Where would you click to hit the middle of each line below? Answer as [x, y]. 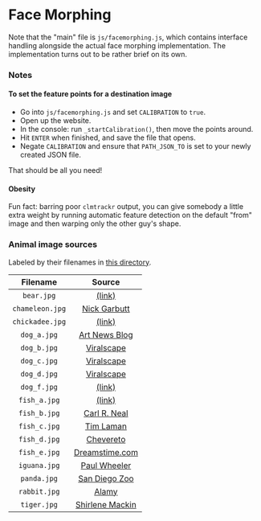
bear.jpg [39, 295]
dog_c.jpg [39, 361]
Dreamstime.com [106, 452]
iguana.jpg [39, 465]
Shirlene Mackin [106, 504]
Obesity [22, 189]
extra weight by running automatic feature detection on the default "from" [130, 215]
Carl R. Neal [106, 413]
